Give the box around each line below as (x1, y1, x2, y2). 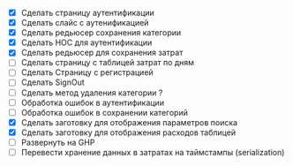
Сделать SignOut (20, 77, 85, 87)
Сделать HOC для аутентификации (20, 37, 153, 48)
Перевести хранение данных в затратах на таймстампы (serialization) (20, 147, 285, 157)
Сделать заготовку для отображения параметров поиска (20, 117, 238, 127)
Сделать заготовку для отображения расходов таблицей (20, 127, 236, 138)
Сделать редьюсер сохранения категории (20, 27, 182, 38)
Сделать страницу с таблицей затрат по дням (20, 57, 195, 68)
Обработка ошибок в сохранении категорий (20, 107, 189, 117)
